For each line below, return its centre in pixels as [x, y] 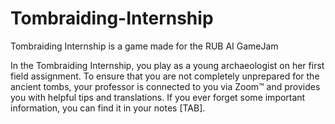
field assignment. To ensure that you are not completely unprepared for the [165, 76]
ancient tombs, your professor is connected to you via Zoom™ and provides [165, 86]
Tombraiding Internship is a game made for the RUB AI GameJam [144, 46]
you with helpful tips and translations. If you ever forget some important [158, 97]
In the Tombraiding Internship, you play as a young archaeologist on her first [167, 65]
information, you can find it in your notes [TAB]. [108, 108]
